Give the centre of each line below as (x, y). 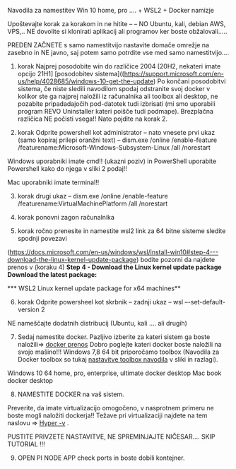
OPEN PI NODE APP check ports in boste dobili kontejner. (101, 458)
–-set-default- (205, 302)
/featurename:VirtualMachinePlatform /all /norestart (93, 203)
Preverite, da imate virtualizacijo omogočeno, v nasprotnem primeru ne (111, 408)
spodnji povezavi (42, 238)
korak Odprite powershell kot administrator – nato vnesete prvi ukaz (116, 132)
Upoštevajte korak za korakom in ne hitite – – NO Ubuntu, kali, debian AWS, (117, 24)
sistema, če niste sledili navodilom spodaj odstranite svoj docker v (114, 89)
